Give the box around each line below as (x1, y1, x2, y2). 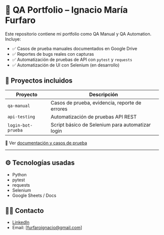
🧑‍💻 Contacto (5, 206, 44, 214)
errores (50, 105, 68, 112)
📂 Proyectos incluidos (5, 77, 73, 85)
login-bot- (7, 122, 33, 128)
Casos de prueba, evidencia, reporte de (50, 99, 142, 106)
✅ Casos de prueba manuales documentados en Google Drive (12, 45, 138, 51)
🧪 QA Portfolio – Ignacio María (5, 4, 128, 16)
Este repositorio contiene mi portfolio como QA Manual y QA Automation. (5, 31, 152, 37)
